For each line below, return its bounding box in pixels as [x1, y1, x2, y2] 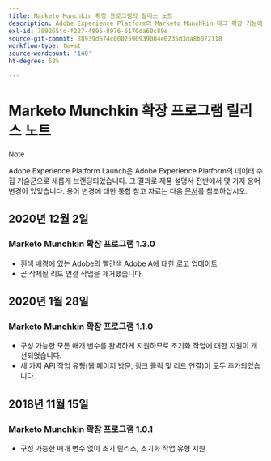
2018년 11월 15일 [8, 397, 89, 411]
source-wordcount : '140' [8, 49, 92, 58]
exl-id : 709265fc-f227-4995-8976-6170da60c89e [8, 27, 168, 35]
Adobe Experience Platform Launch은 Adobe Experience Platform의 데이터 [8, 165, 255, 175]
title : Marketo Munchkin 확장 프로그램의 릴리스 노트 [8, 11, 173, 20]
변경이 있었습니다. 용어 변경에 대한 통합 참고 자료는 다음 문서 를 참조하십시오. [8, 186, 248, 195]
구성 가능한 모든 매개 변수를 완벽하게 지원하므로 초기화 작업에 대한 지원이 [19, 341, 249, 351]
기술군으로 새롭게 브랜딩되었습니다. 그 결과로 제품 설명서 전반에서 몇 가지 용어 [16, 176, 261, 186]
